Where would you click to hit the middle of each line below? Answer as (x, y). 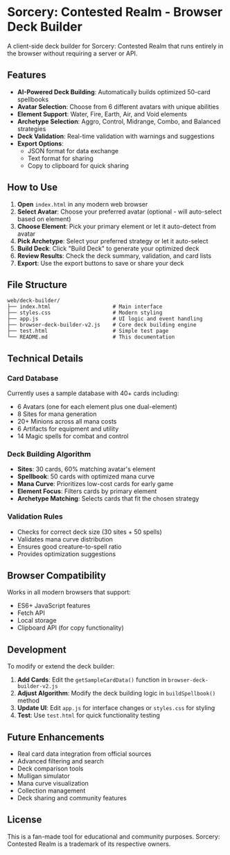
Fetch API (31, 613)
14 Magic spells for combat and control (73, 436)
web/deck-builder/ (34, 301)
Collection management (51, 791)
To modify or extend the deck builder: (61, 666)
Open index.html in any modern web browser (82, 204)
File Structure (37, 285)
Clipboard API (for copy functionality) (71, 628)
